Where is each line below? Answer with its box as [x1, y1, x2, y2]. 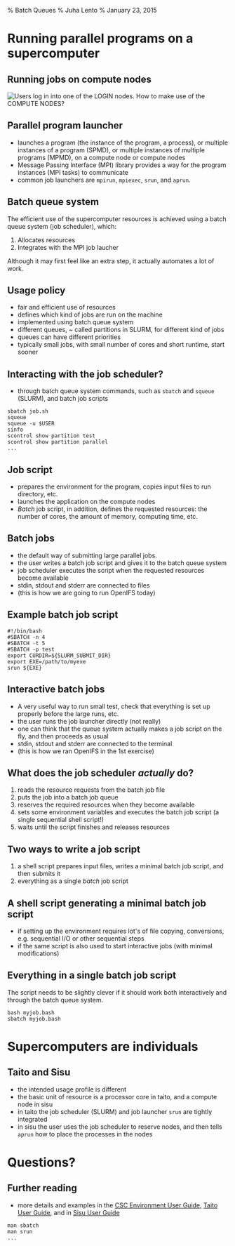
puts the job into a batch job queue [17, 793, 119, 802]
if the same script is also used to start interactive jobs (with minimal [17, 941, 213, 950]
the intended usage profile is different [17, 1085, 127, 1094]
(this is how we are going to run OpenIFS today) [17, 588, 156, 597]
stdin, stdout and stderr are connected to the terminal [17, 739, 173, 748]
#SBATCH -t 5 [7, 639, 46, 647]
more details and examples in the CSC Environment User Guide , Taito [17, 1200, 218, 1209]
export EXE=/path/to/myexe [7, 658, 86, 665]
